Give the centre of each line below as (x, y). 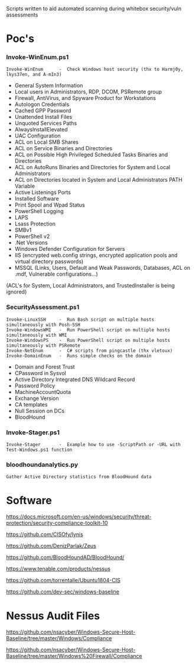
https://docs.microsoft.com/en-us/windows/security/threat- (79, 516)
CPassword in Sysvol (40, 373)
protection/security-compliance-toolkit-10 (57, 523)
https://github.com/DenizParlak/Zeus (51, 546)
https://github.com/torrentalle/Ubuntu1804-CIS (63, 580)
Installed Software (37, 199)
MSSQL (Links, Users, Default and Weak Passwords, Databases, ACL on (102, 268)
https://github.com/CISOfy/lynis (45, 534)
